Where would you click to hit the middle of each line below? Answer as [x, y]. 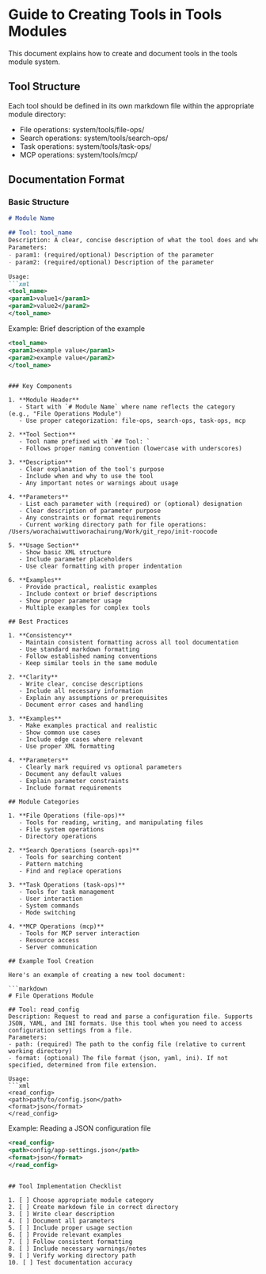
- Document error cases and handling [81, 705]
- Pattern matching [51, 865]
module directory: [37, 114]
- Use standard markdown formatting [79, 650]
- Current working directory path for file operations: [113, 525]
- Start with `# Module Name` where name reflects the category [127, 407]
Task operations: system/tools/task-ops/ [85, 146]
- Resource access [49, 941]
